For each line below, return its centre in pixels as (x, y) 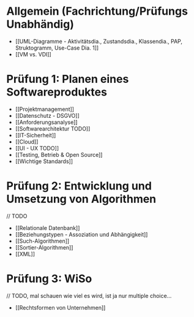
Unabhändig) (40, 24)
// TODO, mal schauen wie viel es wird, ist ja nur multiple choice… (89, 296)
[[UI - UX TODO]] (37, 148)
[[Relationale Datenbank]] (47, 227)
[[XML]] (25, 254)
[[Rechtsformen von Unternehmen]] (60, 307)
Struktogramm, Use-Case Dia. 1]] (57, 48)
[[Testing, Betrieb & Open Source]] (59, 155)
